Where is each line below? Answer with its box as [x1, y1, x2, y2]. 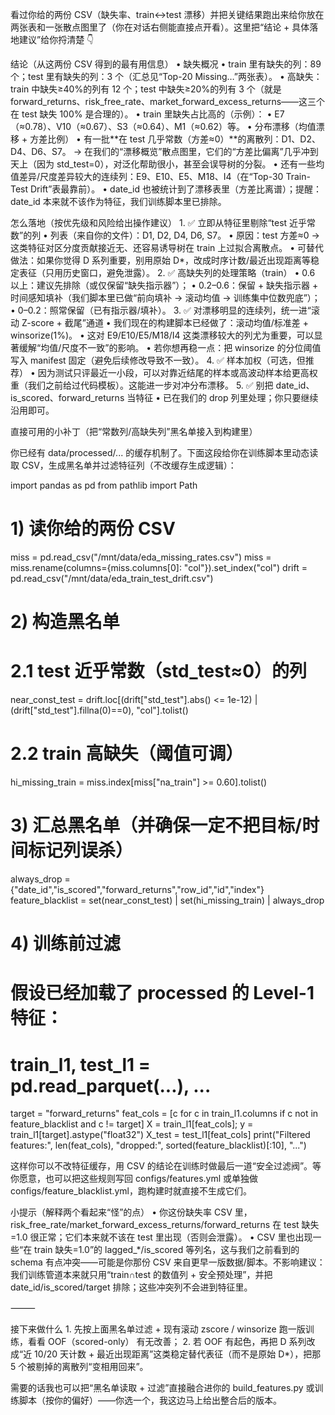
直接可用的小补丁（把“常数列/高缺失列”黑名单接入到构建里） [10, 426, 258, 437]
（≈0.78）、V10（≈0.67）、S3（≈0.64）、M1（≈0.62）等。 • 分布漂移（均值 [10, 121, 317, 132]
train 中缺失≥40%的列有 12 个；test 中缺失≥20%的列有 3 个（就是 [10, 83, 282, 95]
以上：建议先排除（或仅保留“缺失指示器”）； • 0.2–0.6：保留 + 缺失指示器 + [10, 279, 319, 291]
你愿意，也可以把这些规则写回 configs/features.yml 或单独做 [10, 1173, 259, 1185]
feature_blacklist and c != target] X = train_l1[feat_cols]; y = [10, 1118, 254, 1130]
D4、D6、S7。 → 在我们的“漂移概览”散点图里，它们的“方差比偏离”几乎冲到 [10, 146, 319, 157]
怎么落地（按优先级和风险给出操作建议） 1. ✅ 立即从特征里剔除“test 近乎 [10, 217, 308, 228]
